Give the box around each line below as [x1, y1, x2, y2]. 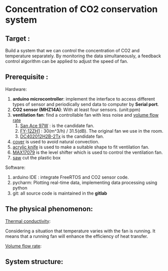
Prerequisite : [5, 73, 49, 81]
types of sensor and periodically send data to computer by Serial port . [12, 101, 159, 107]
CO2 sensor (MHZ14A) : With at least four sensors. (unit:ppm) [12, 107, 141, 113]
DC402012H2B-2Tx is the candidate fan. [20, 133, 104, 139]
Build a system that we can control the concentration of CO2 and [5, 48, 140, 53]
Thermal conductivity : [5, 218, 51, 224]
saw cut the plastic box [12, 154, 61, 160]
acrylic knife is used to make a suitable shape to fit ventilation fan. [12, 144, 149, 150]
